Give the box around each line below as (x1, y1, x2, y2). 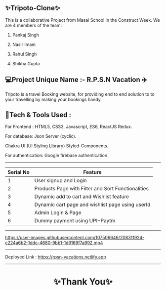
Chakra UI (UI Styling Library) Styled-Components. (5, 143, 109, 149)
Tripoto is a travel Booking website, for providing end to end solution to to (5, 91, 155, 97)
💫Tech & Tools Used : (5, 111, 72, 119)
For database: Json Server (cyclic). (5, 133, 77, 139)
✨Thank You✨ (53, 276, 113, 287)
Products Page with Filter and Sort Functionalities (34, 185, 149, 192)
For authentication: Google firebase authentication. (5, 153, 109, 159)
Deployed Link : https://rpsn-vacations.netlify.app (5, 254, 106, 260)
